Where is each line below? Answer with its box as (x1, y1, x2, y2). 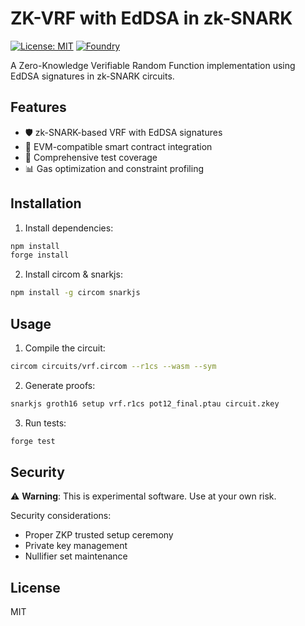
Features (10, 99, 67, 116)
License (10, 579, 61, 596)
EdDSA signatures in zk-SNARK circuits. (10, 70, 175, 82)
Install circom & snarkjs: (24, 268, 123, 281)
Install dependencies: (24, 222, 114, 234)
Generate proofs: (24, 379, 96, 391)
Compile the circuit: (24, 342, 106, 354)
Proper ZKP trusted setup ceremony (24, 529, 174, 541)
